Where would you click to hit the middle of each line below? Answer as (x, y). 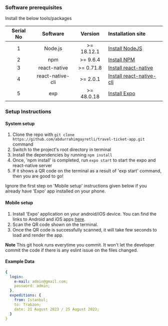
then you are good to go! (38, 176)
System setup (20, 123)
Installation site (127, 34)
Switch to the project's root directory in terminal (62, 149)
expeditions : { (25, 295)
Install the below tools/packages (38, 18)
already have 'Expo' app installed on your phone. (55, 191)
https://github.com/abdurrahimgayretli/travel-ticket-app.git (78, 139)
